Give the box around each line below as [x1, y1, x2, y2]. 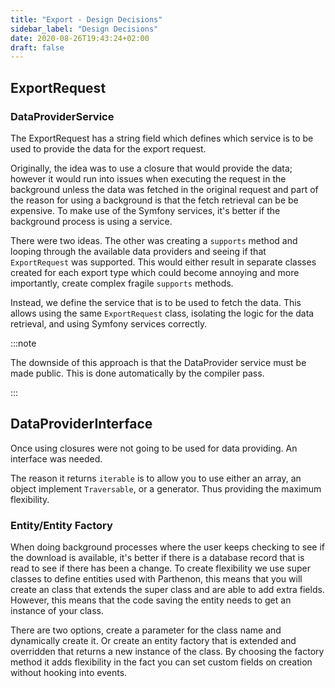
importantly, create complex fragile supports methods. [10, 277, 234, 289]
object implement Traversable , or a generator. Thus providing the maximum [10, 482, 322, 495]
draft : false [10, 42, 65, 53]
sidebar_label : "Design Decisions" [10, 24, 159, 34]
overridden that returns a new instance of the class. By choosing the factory [10, 646, 325, 658]
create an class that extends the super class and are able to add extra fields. [10, 584, 325, 596]
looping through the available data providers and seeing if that [10, 245, 267, 257]
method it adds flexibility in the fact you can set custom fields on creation [10, 656, 313, 668]
